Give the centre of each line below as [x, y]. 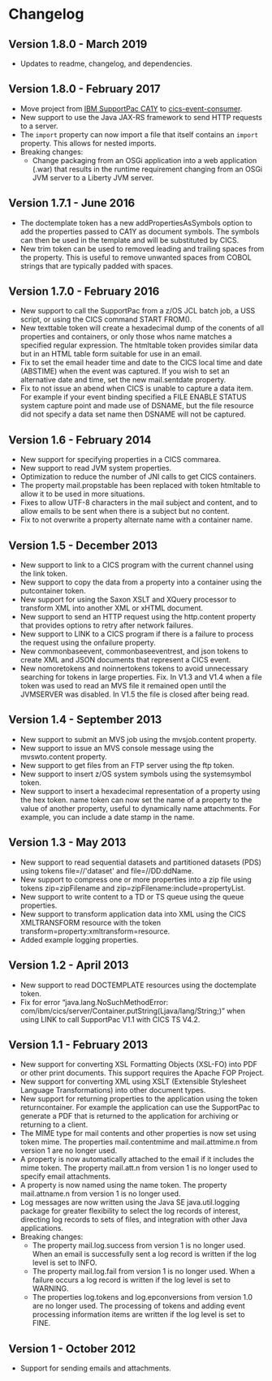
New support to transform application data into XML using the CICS [133, 913]
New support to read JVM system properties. [96, 468]
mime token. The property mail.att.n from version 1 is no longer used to [139, 1168]
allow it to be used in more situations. [82, 494]
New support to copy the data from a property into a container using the [141, 582]
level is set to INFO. [65, 1262]
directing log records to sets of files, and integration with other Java [134, 1219]
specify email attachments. [65, 1176]
